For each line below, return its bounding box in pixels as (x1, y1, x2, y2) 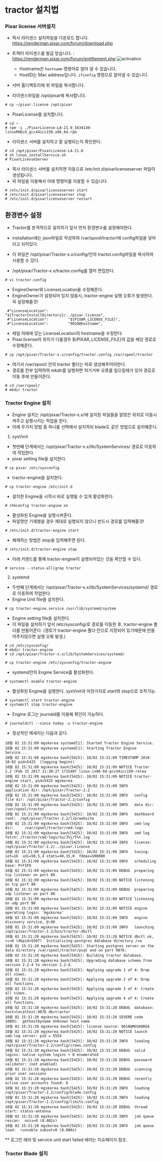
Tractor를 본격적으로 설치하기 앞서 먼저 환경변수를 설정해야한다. (12, 225, 133, 231)
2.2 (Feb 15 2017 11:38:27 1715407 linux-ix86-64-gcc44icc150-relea (5, 769, 147, 774)
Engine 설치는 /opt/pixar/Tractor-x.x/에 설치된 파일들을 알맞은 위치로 (12, 412, 144, 417)
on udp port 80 (5, 901, 36, 905)
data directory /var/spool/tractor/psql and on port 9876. (5, 948, 127, 953)
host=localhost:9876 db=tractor (5, 1009, 70, 1014)
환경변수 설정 (5, 211, 42, 219)
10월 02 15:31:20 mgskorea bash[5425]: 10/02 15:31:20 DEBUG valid (5, 1048, 146, 1053)
